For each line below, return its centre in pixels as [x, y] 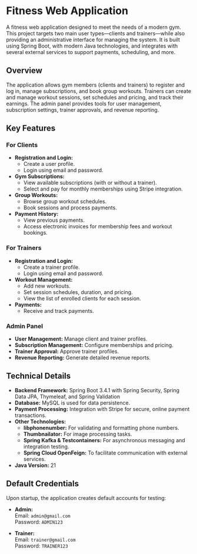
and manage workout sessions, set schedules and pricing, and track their [95, 97]
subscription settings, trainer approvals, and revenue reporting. [83, 109]
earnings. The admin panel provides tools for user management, [84, 104]
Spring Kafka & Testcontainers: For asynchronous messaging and [104, 440]
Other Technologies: [40, 421]
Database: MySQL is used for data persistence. [72, 403]
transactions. [31, 415]
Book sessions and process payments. [70, 208]
